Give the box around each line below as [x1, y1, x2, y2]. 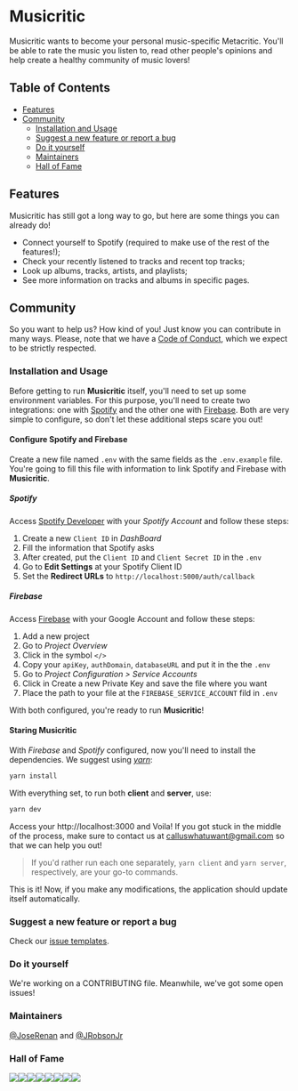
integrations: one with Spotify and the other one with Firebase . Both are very [9, 404, 290, 415]
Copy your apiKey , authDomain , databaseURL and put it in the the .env [21, 659, 271, 669]
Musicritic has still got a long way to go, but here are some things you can [9, 210, 280, 221]
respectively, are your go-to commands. [30, 866, 179, 877]
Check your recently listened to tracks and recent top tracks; [21, 255, 246, 266]
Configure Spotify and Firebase [9, 434, 128, 445]
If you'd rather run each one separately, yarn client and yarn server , [30, 857, 287, 868]
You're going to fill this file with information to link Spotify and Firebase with [9, 463, 286, 473]
